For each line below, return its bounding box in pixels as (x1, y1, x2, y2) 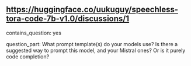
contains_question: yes (6, 29, 61, 36)
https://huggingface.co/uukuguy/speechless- (6, 5, 179, 15)
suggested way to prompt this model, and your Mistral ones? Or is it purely (6, 47, 186, 54)
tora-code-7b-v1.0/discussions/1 (6, 14, 130, 24)
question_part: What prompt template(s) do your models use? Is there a (6, 40, 178, 47)
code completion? (6, 53, 50, 60)
